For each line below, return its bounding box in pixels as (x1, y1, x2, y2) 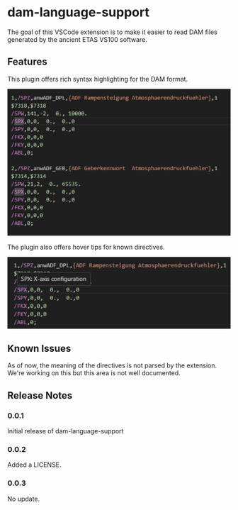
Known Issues (7, 343, 72, 355)
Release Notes (7, 389, 73, 401)
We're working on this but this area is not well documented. (7, 369, 181, 377)
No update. (7, 494, 40, 503)
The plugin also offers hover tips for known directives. (7, 243, 165, 252)
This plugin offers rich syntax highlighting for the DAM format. (7, 74, 188, 83)
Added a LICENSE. (7, 460, 62, 469)
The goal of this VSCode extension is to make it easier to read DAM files (7, 28, 217, 36)
